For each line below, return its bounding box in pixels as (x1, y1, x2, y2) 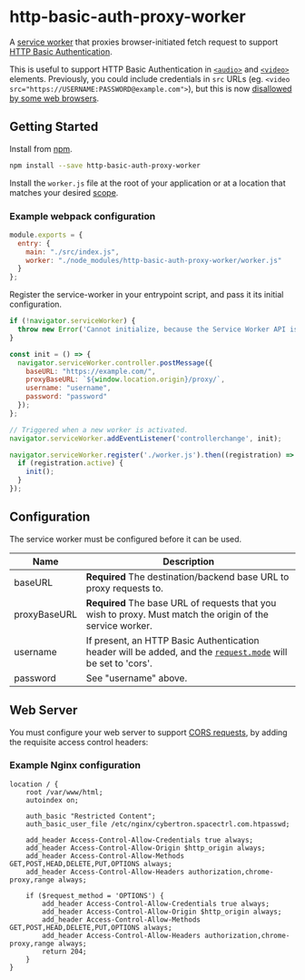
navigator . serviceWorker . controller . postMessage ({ (17, 358, 213, 368)
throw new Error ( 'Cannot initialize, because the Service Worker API (17, 325, 286, 334)
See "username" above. (85, 672, 188, 684)
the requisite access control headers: (9, 736, 149, 747)
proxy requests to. (85, 581, 163, 594)
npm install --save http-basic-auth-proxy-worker (9, 161, 202, 170)
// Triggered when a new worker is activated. (9, 425, 189, 434)
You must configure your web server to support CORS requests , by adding (9, 726, 288, 738)
